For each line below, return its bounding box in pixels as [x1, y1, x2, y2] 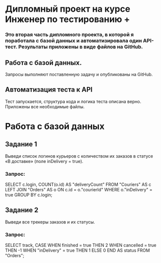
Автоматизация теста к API [5, 85, 93, 94]
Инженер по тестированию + [5, 14, 130, 25]
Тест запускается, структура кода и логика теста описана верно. [5, 99, 141, 104]
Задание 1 [5, 140, 38, 148]
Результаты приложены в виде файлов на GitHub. [18, 43, 143, 50]
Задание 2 [5, 206, 39, 214]
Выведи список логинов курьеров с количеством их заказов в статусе [5, 153, 154, 159]
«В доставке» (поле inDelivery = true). [5, 158, 84, 164]
